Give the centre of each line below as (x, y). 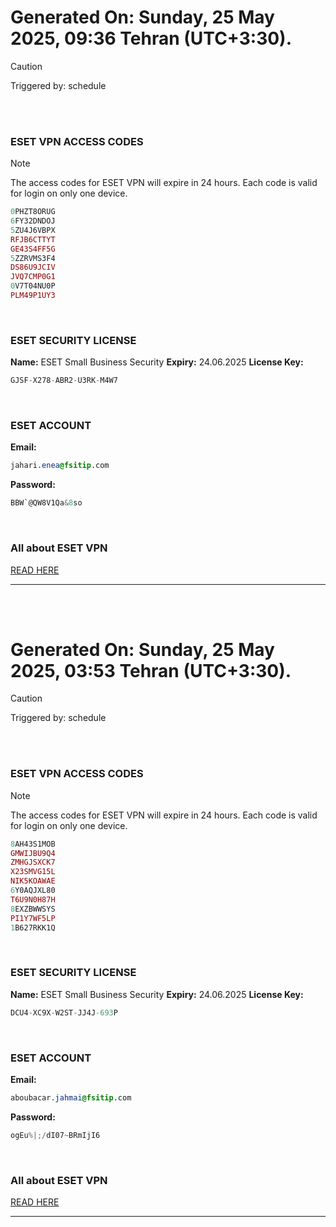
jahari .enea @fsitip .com (60, 466)
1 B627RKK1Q (33, 927)
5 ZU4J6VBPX (33, 230)
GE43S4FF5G (33, 249)
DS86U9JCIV (33, 267)
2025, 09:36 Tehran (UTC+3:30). (151, 38)
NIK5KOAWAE (33, 881)
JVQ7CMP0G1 (33, 277)
